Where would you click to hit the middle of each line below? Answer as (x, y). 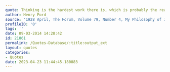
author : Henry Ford (26, 15)
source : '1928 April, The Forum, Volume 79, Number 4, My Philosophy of (83, 19)
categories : (18, 52)
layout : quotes (21, 48)
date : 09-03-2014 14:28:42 (34, 33)
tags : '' (14, 29)
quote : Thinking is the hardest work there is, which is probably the (81, 10)
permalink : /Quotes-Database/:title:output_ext (56, 43)
